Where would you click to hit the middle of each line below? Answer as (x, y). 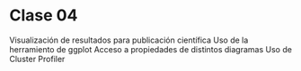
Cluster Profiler (37, 59)
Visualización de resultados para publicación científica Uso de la (129, 40)
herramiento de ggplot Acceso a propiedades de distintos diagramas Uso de (150, 49)
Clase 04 (44, 16)
